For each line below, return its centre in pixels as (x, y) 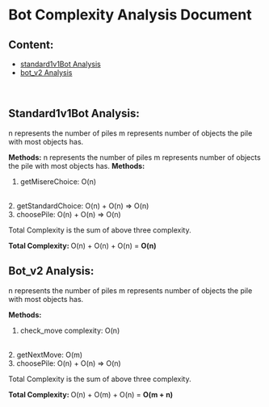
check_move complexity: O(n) (70, 330)
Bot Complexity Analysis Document (130, 15)
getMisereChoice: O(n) (58, 181)
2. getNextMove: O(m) (46, 355)
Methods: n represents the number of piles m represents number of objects (134, 157)
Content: (31, 45)
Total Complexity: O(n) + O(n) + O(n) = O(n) (82, 245)
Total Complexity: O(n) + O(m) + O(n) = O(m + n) (91, 394)
